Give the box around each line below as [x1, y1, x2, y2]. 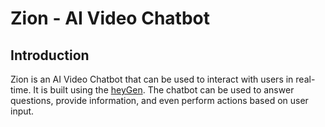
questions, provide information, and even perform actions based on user [10, 95, 309, 106]
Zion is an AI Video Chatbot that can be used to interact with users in [10, 73, 294, 85]
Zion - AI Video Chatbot [10, 7, 210, 30]
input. [10, 105, 35, 117]
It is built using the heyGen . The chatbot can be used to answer [33, 84, 295, 96]
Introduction [10, 47, 90, 64]
